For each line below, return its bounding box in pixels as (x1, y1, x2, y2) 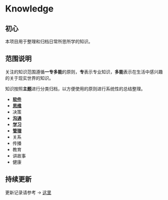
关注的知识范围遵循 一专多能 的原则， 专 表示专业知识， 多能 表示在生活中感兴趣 (5, 69, 163, 75)
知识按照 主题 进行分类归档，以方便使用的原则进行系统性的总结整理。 (5, 86, 145, 92)
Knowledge (5, 3, 54, 15)
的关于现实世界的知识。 (5, 75, 53, 81)
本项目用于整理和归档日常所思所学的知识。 (5, 39, 93, 44)
